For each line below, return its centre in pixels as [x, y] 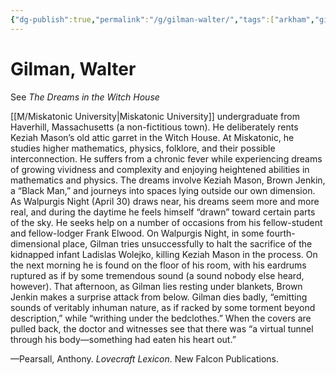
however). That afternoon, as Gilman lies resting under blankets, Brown [156, 286]
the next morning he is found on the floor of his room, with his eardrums [158, 265]
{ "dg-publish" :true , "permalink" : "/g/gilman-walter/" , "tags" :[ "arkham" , [162, 19]
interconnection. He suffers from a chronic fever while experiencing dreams [166, 158]
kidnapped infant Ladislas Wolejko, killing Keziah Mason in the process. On [164, 254]
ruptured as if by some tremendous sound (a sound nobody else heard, [157, 275]
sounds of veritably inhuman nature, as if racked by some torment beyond [163, 307]
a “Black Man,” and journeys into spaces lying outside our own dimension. [163, 190]
